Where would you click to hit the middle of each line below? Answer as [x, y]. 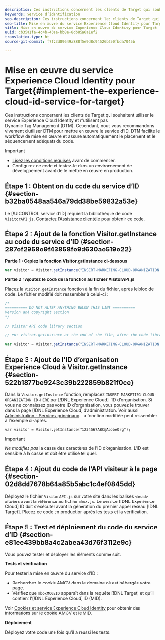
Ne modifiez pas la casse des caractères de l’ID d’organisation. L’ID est [77, 448]
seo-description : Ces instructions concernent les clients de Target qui [82, 19]
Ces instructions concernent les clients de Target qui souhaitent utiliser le [79, 115]
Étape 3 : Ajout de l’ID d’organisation [62, 360]
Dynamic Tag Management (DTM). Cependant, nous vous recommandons [80, 125]
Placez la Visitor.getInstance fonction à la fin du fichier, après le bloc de [79, 289]
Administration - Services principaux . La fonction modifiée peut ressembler [81, 415]
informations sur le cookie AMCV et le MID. [49, 613]
